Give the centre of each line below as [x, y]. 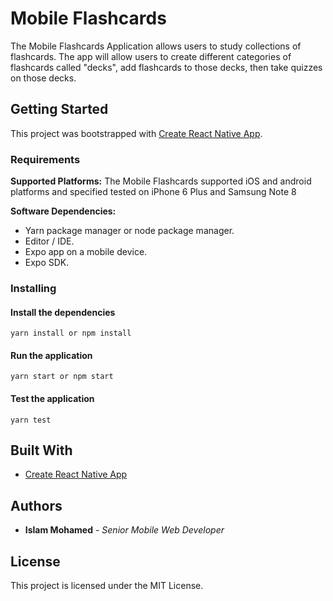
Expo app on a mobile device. [86, 252]
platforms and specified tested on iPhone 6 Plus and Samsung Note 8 [153, 192]
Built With [41, 450]
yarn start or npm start [62, 377]
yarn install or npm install [71, 333]
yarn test [31, 420]
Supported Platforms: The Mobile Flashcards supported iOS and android [161, 181]
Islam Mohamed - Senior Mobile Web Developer [124, 530]
